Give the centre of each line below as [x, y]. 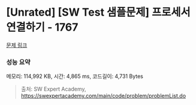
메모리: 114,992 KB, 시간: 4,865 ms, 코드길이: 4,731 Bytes [75, 76]
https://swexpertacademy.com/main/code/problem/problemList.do [103, 96]
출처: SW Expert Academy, [53, 89]
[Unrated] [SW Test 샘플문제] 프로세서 [98, 12]
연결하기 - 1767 [42, 27]
